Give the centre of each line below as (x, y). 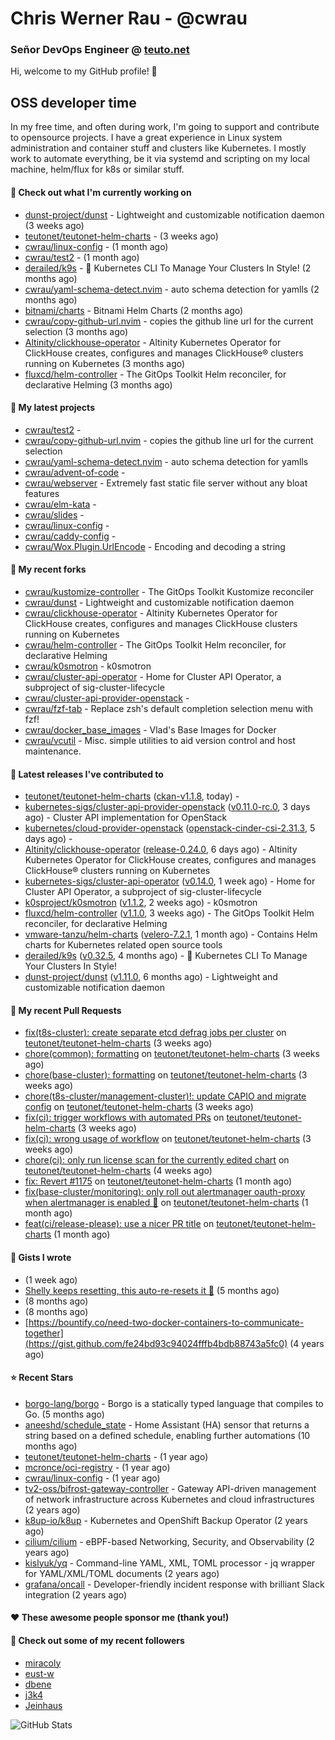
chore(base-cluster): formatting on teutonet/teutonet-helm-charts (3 (166, 1075)
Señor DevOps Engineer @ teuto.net (100, 50)
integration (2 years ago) (76, 1594)
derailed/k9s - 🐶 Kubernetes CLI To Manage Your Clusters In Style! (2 (168, 268)
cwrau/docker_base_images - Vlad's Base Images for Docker (150, 729)
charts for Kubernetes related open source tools (123, 945)
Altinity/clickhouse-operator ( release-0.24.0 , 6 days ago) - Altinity (161, 849)
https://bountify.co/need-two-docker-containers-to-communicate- (166, 1322)
